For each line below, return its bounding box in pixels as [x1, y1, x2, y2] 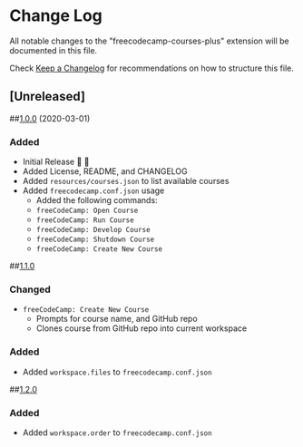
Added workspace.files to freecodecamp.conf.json [22, 366, 212, 377]
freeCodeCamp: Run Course [35, 216, 134, 225]
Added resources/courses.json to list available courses [22, 176, 230, 187]
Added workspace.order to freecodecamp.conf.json [22, 427, 212, 438]
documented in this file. [9, 44, 98, 55]
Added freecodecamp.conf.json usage [22, 185, 165, 196]
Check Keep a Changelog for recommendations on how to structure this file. [9, 63, 295, 73]
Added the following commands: [35, 195, 158, 206]
